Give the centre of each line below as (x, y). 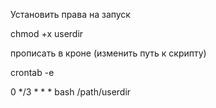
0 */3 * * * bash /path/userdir (71, 92)
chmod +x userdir (47, 33)
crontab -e (32, 72)
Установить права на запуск (70, 14)
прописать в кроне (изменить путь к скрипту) (108, 53)
